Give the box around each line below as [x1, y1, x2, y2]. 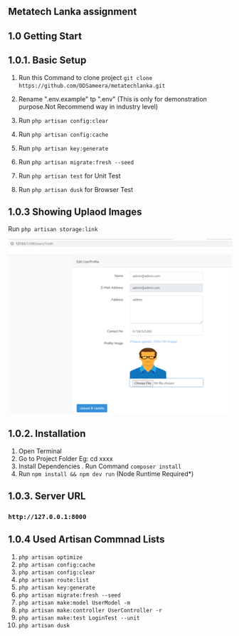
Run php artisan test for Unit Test [18, 171, 121, 180]
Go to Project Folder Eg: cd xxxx [18, 454, 113, 463]
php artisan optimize [18, 553, 83, 561]
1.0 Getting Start [8, 30, 83, 42]
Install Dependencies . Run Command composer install [18, 462, 182, 470]
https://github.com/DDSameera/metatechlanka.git [18, 82, 166, 89]
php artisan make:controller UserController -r [18, 607, 162, 614]
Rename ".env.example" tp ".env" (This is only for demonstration [18, 94, 207, 103]
